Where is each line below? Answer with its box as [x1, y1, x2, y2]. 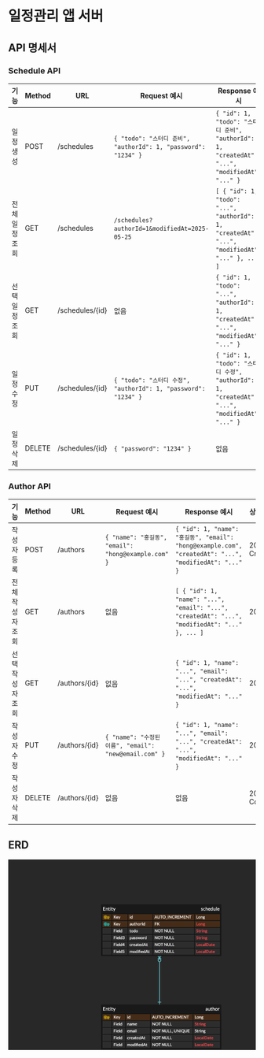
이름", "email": [104, 742, 156, 750]
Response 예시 [184, 507, 233, 516]
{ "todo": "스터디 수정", [113, 377, 191, 384]
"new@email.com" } [104, 750, 166, 759]
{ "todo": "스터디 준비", [113, 135, 191, 143]
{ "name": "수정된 [104, 733, 161, 741]
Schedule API [8, 65, 61, 76]
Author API [8, 481, 51, 492]
